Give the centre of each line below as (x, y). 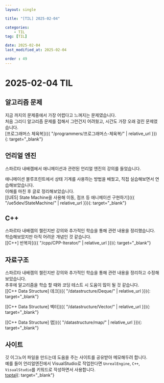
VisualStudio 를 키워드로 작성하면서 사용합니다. (50, 369)
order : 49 (16, 59)
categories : (17, 27)
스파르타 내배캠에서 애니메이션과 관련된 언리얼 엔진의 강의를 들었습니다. (73, 168)
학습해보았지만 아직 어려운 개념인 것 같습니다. (48, 237)
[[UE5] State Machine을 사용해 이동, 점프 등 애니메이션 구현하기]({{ (70, 197)
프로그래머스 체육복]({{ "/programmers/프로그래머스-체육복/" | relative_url (79, 134)
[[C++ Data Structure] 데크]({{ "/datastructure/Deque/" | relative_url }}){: (78, 291)
